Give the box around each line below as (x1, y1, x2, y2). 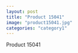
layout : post (6, 8, 38, 15)
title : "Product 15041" (6, 14, 65, 20)
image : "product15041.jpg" (6, 19, 73, 25)
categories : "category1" (6, 25, 67, 31)
